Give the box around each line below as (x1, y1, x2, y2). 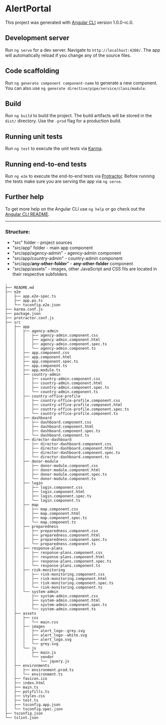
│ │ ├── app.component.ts (5, 363, 68, 368)
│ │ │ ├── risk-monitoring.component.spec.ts (5, 580, 114, 586)
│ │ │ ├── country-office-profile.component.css (5, 398, 121, 403)
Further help (5, 193, 44, 201)
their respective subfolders (12, 271, 68, 277)
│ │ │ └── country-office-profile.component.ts (5, 411, 119, 416)
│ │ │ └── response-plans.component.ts (5, 563, 100, 569)
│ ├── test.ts (5, 698, 39, 703)
